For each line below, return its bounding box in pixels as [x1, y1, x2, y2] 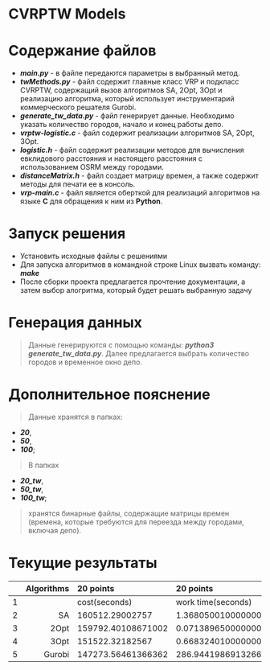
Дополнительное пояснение [8, 385, 211, 404]
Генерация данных [8, 314, 143, 332]
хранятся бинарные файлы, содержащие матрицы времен [27, 508, 230, 518]
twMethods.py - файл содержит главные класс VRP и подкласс [19, 77, 239, 87]
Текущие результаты [8, 554, 158, 572]
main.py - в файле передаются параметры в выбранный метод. [19, 68, 240, 78]
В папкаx [27, 460, 59, 470]
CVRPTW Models [8, 5, 126, 23]
